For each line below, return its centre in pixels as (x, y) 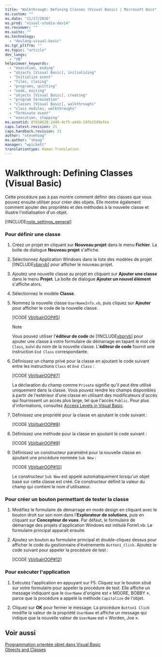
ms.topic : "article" (26, 50)
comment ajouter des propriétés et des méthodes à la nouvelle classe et (77, 207)
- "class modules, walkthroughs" (43, 109)
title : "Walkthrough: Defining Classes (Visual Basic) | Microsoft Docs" (81, 9)
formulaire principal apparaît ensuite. (49, 531)
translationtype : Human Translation (42, 149)
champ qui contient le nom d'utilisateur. (51, 486)
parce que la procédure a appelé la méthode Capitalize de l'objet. (78, 598)
